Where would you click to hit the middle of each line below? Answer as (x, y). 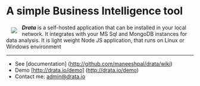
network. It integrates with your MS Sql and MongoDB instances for (104, 33)
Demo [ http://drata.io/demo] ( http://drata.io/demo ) (76, 70)
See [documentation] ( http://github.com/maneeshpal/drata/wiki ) (93, 63)
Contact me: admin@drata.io (50, 76)
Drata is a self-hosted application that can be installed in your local (104, 27)
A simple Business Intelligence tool (95, 11)
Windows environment (34, 47)
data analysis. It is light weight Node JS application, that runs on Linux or (95, 40)
